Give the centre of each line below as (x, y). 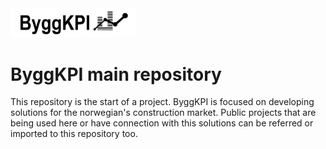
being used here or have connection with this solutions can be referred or (162, 123)
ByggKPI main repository (116, 74)
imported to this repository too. (74, 134)
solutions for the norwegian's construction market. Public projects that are (163, 113)
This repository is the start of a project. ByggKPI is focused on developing (162, 102)
